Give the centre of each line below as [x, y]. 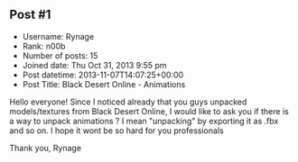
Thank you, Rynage [46, 148]
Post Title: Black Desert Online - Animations [104, 84]
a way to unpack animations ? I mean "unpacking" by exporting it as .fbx [144, 121]
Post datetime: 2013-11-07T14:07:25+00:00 [103, 75]
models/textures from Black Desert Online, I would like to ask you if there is [149, 111]
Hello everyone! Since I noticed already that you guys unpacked [128, 102]
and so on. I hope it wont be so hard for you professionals [116, 130]
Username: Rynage [58, 36]
